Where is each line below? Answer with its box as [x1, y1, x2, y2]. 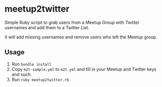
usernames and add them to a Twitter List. [4, 24, 90, 30]
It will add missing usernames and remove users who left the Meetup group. [4, 34, 158, 40]
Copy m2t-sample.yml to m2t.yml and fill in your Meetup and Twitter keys [11, 66, 157, 72]
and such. [11, 71, 32, 77]
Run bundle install [11, 61, 52, 67]
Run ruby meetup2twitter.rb [11, 76, 69, 82]
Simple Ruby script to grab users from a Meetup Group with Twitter [4, 19, 140, 25]
